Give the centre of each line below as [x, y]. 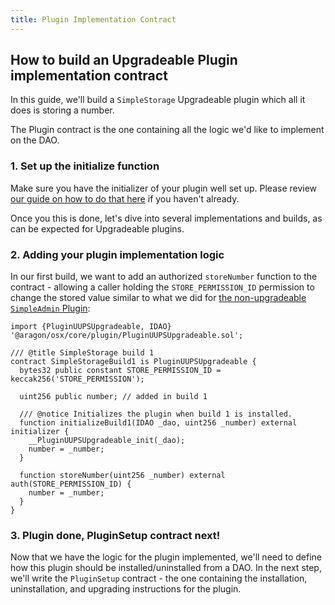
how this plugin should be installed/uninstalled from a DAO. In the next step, [166, 568]
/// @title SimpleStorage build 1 [82, 353]
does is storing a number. [62, 110]
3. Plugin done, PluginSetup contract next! [115, 535]
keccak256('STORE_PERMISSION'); [77, 379]
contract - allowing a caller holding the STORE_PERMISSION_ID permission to [162, 287]
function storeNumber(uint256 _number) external [122, 476]
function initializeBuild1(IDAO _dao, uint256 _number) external [158, 423]
